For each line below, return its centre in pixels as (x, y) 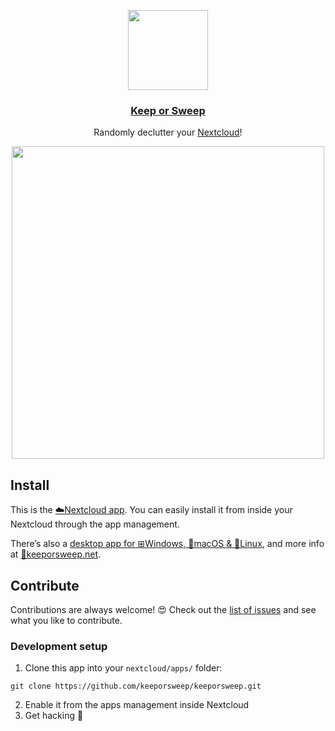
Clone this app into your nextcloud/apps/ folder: (123, 668)
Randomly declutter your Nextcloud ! (168, 132)
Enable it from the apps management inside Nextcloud (137, 705)
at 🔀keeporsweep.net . (56, 554)
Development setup (59, 646)
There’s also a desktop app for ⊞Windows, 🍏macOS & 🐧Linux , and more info (167, 544)
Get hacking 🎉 (54, 716)
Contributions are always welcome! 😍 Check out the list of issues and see (163, 609)
